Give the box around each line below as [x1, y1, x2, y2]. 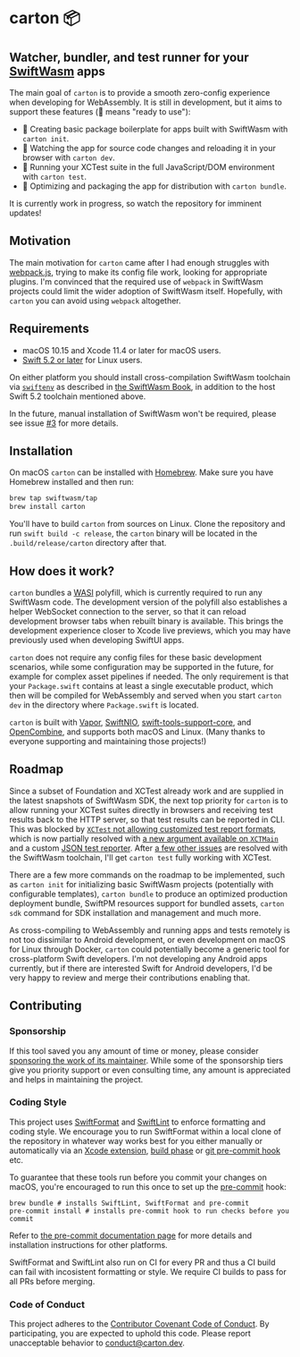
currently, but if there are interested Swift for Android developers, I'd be [9, 963, 273, 973]
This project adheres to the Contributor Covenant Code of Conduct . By [9, 1319, 270, 1329]
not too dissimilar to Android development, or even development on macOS [9, 934, 286, 945]
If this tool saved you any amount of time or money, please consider [9, 1045, 259, 1056]
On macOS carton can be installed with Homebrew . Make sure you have [9, 467, 274, 478]
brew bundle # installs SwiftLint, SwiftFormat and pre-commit [9, 1199, 250, 1208]
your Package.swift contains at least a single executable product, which [9, 681, 274, 691]
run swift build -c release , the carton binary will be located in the [9, 528, 258, 539]
